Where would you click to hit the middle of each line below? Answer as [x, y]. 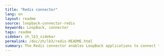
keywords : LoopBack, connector [37, 28]
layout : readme [20, 19]
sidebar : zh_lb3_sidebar [30, 37]
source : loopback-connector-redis [40, 23]
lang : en [14, 14]
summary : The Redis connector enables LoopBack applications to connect [81, 46]
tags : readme [18, 32]
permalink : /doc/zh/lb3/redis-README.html [49, 41]
